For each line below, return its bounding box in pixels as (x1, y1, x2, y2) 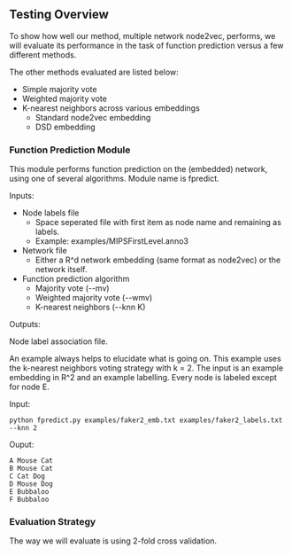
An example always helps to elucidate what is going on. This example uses (9, 354, 281, 364)
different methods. (9, 49, 77, 60)
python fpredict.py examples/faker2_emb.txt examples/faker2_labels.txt (9, 416, 283, 425)
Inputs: (9, 191, 35, 201)
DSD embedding (35, 121, 96, 132)
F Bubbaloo (9, 496, 50, 504)
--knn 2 (9, 424, 38, 433)
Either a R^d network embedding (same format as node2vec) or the (35, 254, 281, 265)
